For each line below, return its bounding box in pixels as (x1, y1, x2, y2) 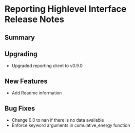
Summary (4, 33, 35, 42)
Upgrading (4, 50, 38, 58)
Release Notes (4, 14, 64, 25)
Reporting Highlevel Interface (4, 3, 127, 15)
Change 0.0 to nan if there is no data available (11, 117, 104, 123)
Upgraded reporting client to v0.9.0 (11, 63, 83, 69)
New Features (4, 77, 48, 85)
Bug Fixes (4, 104, 35, 112)
